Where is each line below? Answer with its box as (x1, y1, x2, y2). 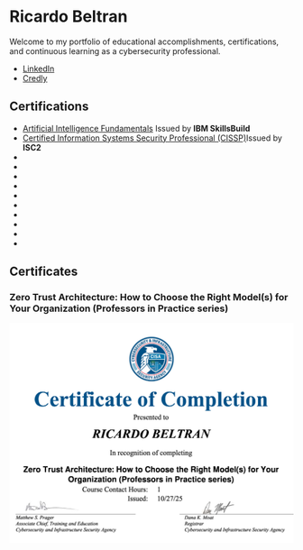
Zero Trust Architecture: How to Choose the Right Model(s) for (9, 291, 289, 304)
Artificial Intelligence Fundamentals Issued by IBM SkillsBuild (22, 123, 251, 133)
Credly (22, 72, 48, 83)
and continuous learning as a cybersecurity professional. (9, 45, 221, 56)
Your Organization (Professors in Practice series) (9, 302, 229, 315)
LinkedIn (22, 63, 55, 74)
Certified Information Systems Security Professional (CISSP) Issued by (22, 133, 282, 143)
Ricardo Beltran (9, 6, 128, 27)
